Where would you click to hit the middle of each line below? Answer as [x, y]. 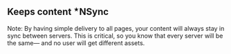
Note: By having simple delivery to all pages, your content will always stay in [116, 28]
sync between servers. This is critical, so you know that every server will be [115, 36]
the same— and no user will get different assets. [76, 43]
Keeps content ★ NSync [58, 12]
